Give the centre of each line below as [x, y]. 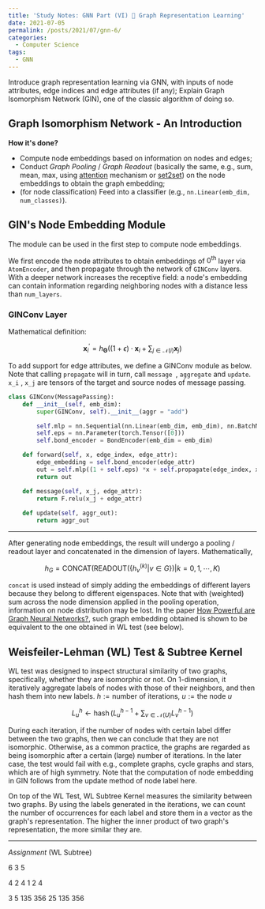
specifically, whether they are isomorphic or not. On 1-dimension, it [117, 680]
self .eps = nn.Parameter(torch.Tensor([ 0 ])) [111, 433]
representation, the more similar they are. [75, 829]
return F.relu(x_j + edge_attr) [90, 499]
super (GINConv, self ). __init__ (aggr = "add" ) [113, 412]
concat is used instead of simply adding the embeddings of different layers [129, 585]
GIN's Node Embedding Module [87, 225]
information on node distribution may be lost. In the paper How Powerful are [132, 610]
